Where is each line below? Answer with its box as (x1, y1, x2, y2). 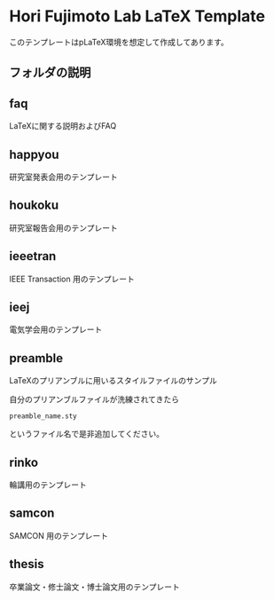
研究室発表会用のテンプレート (9, 171, 118, 182)
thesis (9, 557, 44, 572)
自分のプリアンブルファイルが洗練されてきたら (9, 394, 180, 405)
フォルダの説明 (9, 65, 91, 81)
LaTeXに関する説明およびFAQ (9, 121, 117, 131)
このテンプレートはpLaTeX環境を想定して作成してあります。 (9, 36, 229, 47)
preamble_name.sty (9, 412, 77, 421)
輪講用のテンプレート (9, 479, 87, 490)
